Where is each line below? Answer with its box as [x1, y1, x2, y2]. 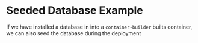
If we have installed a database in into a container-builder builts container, [6, 23, 193, 30]
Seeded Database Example [6, 4, 143, 17]
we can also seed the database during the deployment [6, 29, 141, 36]
